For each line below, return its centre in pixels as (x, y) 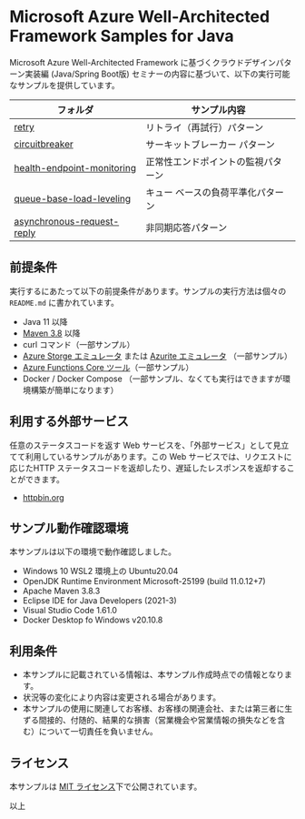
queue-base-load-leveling (73, 198)
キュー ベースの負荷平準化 (201, 192)
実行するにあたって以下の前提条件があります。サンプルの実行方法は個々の (148, 291)
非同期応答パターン (187, 227)
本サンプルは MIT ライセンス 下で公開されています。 (106, 786)
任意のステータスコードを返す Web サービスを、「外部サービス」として (142, 445)
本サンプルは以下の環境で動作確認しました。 (93, 551)
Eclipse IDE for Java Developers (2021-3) (99, 601)
